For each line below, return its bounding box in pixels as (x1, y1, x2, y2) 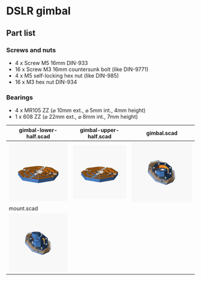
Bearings (6, 93, 33, 101)
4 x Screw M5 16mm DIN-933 (14, 59, 89, 66)
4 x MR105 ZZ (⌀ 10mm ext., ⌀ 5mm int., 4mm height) (14, 107, 146, 114)
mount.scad (8, 205, 38, 212)
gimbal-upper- (80, 126, 120, 134)
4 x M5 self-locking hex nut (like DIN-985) (14, 72, 119, 79)
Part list (6, 28, 36, 38)
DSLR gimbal (6, 4, 71, 18)
